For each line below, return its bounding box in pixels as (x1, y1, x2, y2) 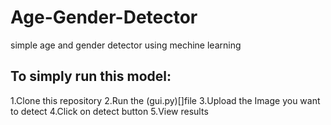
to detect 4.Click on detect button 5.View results (10, 105, 209, 117)
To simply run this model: (10, 68, 172, 85)
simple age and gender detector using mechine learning (10, 39, 242, 51)
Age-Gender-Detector (10, 6, 198, 29)
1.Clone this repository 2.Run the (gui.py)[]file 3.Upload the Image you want (10, 94, 321, 106)
